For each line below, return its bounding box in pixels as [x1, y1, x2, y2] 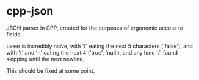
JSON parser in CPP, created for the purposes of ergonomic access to [6, 24, 184, 32]
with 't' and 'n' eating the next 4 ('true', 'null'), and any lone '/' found [6, 48, 178, 56]
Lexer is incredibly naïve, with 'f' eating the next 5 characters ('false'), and [6, 42, 194, 50]
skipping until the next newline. [6, 55, 85, 62]
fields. [6, 30, 23, 38]
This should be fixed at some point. [6, 67, 95, 74]
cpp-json [6, 4, 54, 18]
